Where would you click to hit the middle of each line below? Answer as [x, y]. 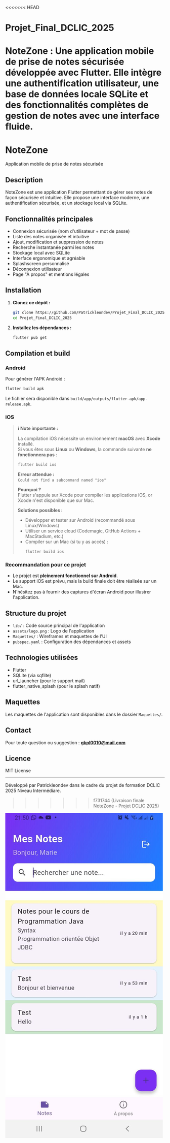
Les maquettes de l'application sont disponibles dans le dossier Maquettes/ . [84, 714]
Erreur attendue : [36, 474]
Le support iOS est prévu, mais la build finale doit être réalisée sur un [84, 581]
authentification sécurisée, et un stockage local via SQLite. [67, 203]
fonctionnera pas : [37, 455]
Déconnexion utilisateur [37, 269]
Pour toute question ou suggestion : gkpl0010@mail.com [65, 742]
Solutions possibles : [40, 511]
